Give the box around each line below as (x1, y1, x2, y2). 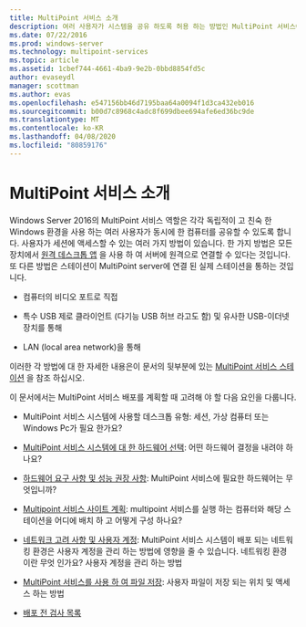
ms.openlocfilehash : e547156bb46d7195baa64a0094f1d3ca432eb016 (9, 98, 255, 108)
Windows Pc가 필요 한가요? (22, 422, 123, 434)
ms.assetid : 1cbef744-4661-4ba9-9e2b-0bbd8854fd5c (9, 65, 206, 74)
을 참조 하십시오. (25, 371, 85, 383)
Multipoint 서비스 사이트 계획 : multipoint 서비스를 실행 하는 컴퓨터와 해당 (22, 503, 282, 514)
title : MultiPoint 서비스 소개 (9, 13, 118, 23)
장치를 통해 (22, 321, 63, 333)
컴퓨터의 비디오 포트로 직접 (22, 291, 118, 302)
